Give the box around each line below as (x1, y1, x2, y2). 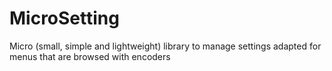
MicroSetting (9, 7, 120, 30)
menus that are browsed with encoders (9, 50, 171, 62)
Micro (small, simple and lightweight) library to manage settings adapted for (9, 40, 322, 52)
